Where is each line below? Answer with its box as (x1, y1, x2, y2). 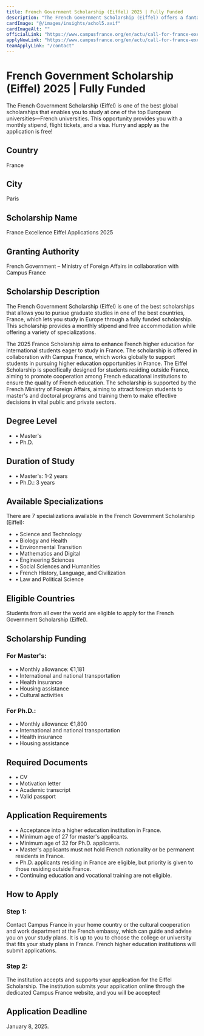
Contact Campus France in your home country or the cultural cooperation (6, 921, 190, 929)
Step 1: (6, 907, 27, 916)
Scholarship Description (6, 287, 100, 297)
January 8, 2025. (6, 1023, 49, 1030)
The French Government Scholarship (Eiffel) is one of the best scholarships (6, 302, 195, 310)
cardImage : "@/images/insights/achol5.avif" (6, 20, 121, 26)
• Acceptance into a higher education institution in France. (15, 826, 162, 834)
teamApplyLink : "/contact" (6, 43, 75, 49)
